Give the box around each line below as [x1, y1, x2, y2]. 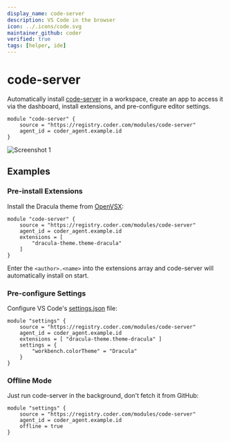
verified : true [7, 36, 51, 43]
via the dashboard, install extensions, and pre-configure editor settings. [7, 102, 211, 110]
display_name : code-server [7, 10, 85, 17]
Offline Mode [7, 376, 52, 385]
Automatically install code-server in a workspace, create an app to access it [7, 95, 223, 103]
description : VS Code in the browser [7, 17, 116, 23]
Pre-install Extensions [7, 186, 83, 196]
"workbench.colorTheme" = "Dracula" [32, 347, 137, 354]
